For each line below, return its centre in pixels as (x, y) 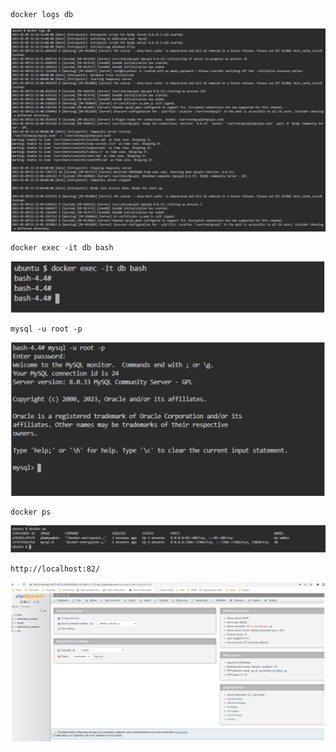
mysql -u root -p (46, 329)
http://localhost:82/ (55, 569)
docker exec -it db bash (62, 247)
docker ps (31, 512)
